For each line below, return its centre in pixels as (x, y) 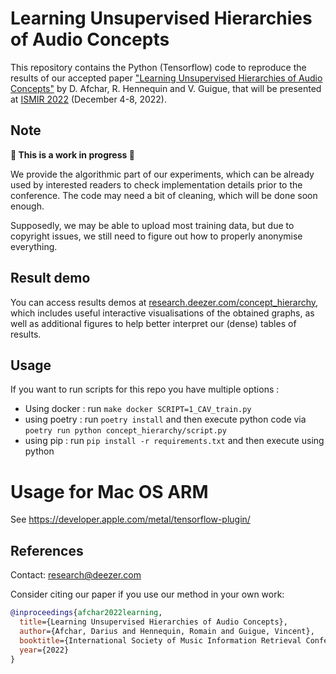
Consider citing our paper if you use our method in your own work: (147, 594)
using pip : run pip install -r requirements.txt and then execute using (174, 441)
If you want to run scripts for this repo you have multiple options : (145, 389)
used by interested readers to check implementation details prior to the (156, 184)
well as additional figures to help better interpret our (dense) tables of (153, 323)
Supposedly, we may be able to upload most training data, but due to (152, 225)
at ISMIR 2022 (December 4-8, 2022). (88, 99)
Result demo (50, 278)
